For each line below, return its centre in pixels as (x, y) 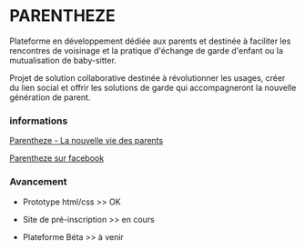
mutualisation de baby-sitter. (63, 60)
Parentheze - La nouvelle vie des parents (86, 141)
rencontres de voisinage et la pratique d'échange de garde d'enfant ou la (147, 50)
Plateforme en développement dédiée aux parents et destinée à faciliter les (150, 41)
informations (39, 121)
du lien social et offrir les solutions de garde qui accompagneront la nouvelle (153, 87)
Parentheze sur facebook (57, 158)
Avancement (38, 182)
